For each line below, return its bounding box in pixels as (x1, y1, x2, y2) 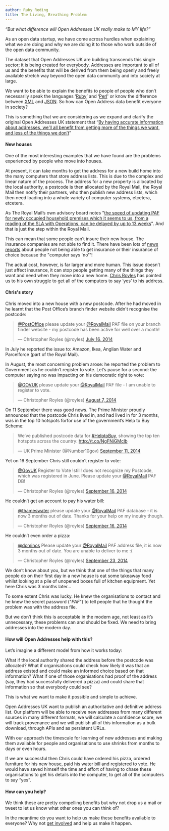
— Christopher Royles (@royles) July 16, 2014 (17, 336, 113, 342)
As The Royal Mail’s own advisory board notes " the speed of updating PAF (5, 209, 160, 215)
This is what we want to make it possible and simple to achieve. (5, 694, 137, 700)
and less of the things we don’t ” (5, 129, 72, 136)
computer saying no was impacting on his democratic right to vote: (5, 372, 145, 378)
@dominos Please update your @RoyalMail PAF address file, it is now (17, 542, 162, 548)
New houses (5, 141, 32, 147)
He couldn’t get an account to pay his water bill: (5, 498, 105, 504)
